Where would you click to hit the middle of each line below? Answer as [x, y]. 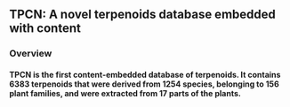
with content [45, 29]
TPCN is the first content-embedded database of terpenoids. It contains [145, 74]
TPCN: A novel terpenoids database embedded [142, 15]
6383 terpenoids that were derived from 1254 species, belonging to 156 [145, 84]
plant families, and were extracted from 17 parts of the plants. [125, 93]
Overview [31, 54]
